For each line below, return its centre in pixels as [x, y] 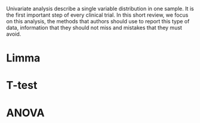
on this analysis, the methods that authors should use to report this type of [98, 21]
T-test [22, 85]
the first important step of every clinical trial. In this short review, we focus [97, 15]
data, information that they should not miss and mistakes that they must [94, 27]
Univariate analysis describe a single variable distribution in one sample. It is [100, 9]
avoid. [14, 34]
